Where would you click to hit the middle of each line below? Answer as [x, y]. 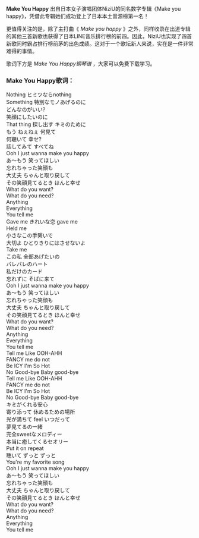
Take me [17, 250]
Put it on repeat [25, 448]
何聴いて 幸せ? [24, 139]
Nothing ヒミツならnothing [39, 95]
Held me [16, 228]
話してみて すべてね [30, 147]
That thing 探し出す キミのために [46, 124]
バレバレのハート [27, 264]
